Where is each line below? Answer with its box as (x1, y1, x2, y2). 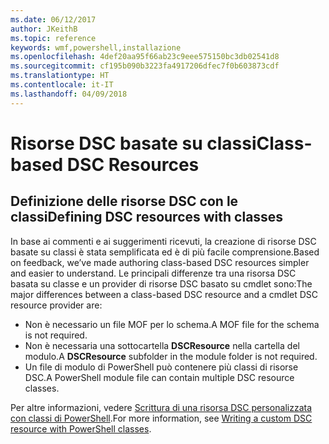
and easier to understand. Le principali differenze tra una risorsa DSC (10, 267, 297, 279)
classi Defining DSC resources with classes (10, 209, 284, 226)
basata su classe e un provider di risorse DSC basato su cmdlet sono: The (10, 277, 313, 290)
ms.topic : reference (10, 33, 97, 43)
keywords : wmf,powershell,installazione (10, 42, 182, 53)
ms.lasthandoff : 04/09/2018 (10, 89, 128, 99)
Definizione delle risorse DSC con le (10, 193, 239, 210)
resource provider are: (10, 299, 103, 311)
